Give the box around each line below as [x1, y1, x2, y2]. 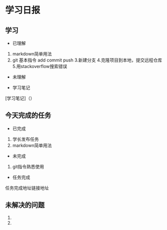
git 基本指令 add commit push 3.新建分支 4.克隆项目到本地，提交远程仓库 [12, 57, 163, 63]
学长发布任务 [12, 136, 39, 142]
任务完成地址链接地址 [5, 184, 49, 190]
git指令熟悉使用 [12, 163, 44, 169]
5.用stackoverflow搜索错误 [12, 63, 67, 69]
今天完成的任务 [5, 111, 51, 120]
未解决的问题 [5, 201, 45, 209]
